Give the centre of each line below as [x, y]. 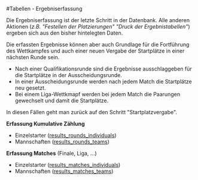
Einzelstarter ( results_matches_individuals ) [68, 165]
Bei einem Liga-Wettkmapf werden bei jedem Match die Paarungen [98, 94]
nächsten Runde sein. [33, 57]
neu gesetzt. [30, 88]
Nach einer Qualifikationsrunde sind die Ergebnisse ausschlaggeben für [103, 69]
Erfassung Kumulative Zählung [45, 124]
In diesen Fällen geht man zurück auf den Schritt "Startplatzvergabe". [92, 112]
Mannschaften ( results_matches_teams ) [64, 171]
